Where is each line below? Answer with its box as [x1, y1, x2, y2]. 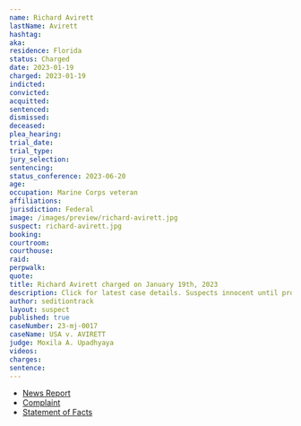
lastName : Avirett [9, 22, 78, 30]
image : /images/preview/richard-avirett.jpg [9, 213, 178, 222]
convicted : [9, 88, 50, 97]
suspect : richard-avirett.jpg [9, 222, 123, 230]
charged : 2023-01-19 [9, 72, 87, 81]
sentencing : [9, 163, 54, 172]
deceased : [9, 122, 47, 131]
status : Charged [9, 55, 70, 64]
